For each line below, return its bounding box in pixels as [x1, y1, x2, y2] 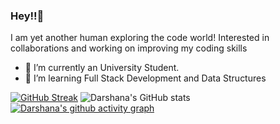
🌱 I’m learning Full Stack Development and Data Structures [24, 72, 267, 84]
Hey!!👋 [10, 9, 45, 23]
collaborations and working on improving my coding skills [10, 42, 248, 54]
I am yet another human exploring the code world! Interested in [10, 32, 270, 44]
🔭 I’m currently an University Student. [24, 62, 180, 74]
